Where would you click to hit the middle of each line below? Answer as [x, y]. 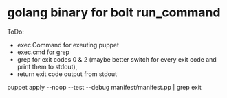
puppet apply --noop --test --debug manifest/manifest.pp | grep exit [104, 87]
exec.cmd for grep [43, 52]
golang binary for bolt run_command [114, 13]
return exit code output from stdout [67, 74]
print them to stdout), [47, 66]
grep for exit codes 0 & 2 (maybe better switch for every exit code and [117, 59]
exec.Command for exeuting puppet [68, 45]
